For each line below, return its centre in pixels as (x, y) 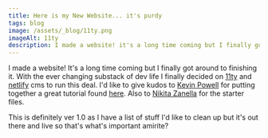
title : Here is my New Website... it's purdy (85, 16)
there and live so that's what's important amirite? (89, 126)
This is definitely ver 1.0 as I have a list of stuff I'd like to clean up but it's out (134, 117)
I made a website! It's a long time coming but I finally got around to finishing (133, 68)
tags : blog (26, 23)
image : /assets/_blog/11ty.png (60, 30)
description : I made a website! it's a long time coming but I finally (130, 45)
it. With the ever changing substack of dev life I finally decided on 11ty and (130, 77)
